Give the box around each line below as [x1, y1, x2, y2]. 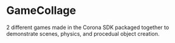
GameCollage [6, 4, 77, 18]
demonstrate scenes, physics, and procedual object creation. [6, 30, 160, 37]
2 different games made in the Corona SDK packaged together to [6, 24, 170, 31]
